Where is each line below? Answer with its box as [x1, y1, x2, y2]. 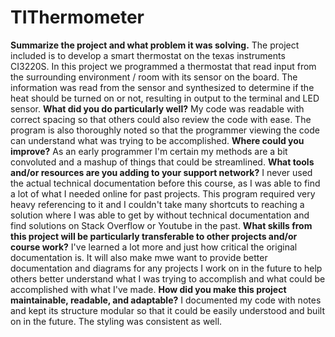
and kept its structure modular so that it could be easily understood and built [10, 304, 325, 316]
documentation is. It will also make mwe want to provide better [10, 251, 268, 263]
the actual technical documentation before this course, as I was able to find [10, 177, 321, 189]
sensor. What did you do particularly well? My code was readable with [10, 102, 305, 115]
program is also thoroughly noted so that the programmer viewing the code [10, 124, 320, 136]
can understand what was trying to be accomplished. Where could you [10, 134, 305, 146]
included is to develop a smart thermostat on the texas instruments [10, 49, 286, 61]
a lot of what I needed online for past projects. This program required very [10, 187, 316, 200]
